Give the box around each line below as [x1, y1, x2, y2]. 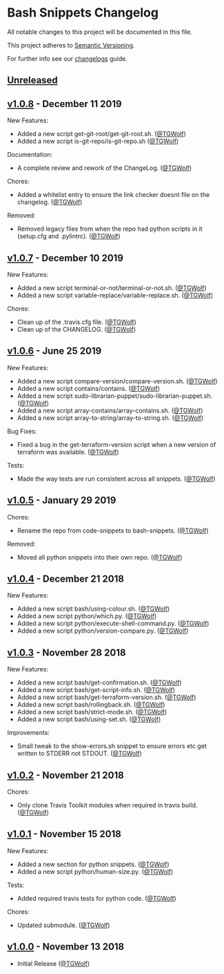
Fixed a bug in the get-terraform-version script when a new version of [17, 440, 216, 448]
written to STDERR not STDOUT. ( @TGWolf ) [17, 749, 143, 758]
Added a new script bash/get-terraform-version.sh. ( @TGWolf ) [17, 693, 196, 702]
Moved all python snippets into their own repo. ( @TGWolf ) [17, 553, 183, 561]
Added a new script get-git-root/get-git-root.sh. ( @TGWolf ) [17, 130, 186, 138]
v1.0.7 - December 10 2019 [7, 252, 124, 264]
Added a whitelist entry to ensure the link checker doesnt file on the [17, 191, 210, 199]
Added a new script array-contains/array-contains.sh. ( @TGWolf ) [17, 406, 203, 414]
